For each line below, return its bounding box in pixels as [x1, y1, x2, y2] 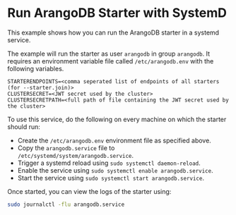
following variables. [7, 64, 64, 73]
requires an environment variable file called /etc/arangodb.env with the [7, 56, 214, 65]
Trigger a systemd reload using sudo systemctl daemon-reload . [17, 159, 201, 167]
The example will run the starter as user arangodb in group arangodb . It [7, 49, 211, 58]
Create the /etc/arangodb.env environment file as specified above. [17, 136, 212, 145]
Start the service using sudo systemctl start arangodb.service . [17, 173, 205, 182]
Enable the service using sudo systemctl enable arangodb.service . [17, 166, 213, 174]
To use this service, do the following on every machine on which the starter [7, 115, 227, 123]
